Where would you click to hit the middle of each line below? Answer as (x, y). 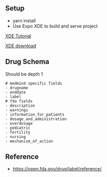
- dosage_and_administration (36, 119)
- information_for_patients (35, 114)
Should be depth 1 (24, 74)
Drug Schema (27, 62)
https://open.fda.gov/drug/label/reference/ (57, 169)
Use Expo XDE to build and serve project (55, 26)
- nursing (16, 137)
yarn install (24, 20)
